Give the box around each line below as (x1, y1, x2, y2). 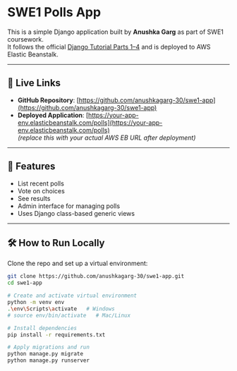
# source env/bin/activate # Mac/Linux (7, 312, 131, 319)
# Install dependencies (7, 324, 78, 332)
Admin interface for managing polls (17, 202, 121, 210)
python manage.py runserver (7, 357, 90, 364)
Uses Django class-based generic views (17, 209, 135, 217)
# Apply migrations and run (7, 343, 90, 351)
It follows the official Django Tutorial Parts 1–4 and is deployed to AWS (7, 42, 211, 51)
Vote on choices (17, 186, 65, 195)
